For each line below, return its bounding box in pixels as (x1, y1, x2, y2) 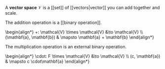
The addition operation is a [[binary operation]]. (5, 20, 102, 25)
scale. (5, 10, 17, 16)
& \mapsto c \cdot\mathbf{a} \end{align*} (5, 59, 90, 64)
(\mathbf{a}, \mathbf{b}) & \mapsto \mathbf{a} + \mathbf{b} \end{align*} (5, 34, 154, 40)
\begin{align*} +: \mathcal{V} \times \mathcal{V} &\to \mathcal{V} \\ (5, 29, 143, 35)
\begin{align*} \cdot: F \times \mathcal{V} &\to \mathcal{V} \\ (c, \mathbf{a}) (5, 53, 161, 59)
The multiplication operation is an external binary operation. (5, 44, 127, 49)
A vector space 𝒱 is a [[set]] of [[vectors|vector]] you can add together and (5, 5, 160, 10)
